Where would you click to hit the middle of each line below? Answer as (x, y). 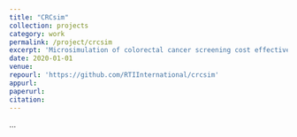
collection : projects (49, 26)
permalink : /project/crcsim (61, 42)
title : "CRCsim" (39, 17)
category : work (37, 34)
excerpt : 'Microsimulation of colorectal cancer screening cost (130, 50)
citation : (27, 99)
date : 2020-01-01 (41, 58)
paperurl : (27, 91)
